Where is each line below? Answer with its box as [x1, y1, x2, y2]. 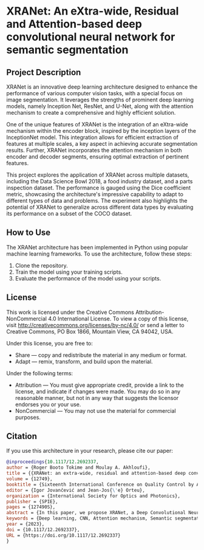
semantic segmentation [6, 43, 129, 57]
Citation [6, 431, 38, 441]
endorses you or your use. [15, 401, 81, 408]
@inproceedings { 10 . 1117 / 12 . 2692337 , [6, 459, 99, 465]
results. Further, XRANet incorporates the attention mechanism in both [6, 147, 182, 154]
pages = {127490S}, [6, 504, 56, 511]
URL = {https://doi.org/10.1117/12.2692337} [6, 532, 121, 538]
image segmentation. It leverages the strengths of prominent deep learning [6, 96, 194, 103]
